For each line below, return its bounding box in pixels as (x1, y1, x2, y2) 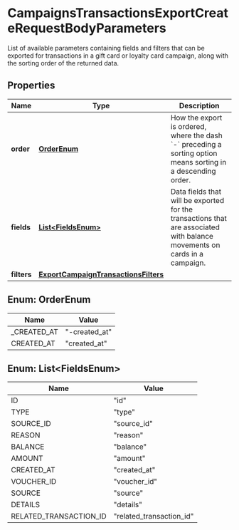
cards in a (170, 249, 204, 259)
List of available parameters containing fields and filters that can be (7, 43, 205, 52)
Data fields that (170, 187, 222, 197)
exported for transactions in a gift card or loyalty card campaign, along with (7, 51, 229, 60)
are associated (170, 222, 221, 232)
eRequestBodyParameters (7, 20, 167, 36)
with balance (170, 231, 213, 241)
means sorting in (170, 157, 227, 167)
